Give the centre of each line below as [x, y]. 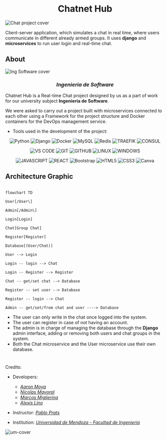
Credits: [13, 367]
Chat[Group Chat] [24, 228]
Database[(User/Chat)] [29, 246]
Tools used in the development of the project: [60, 131]
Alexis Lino [31, 403]
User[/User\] [19, 201]
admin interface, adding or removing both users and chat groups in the [86, 333]
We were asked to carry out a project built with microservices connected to [84, 111]
